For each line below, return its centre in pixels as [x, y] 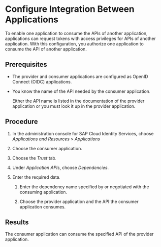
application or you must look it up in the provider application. [74, 106]
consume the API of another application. [46, 49]
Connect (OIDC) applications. [42, 82]
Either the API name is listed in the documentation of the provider [78, 101]
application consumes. [43, 206]
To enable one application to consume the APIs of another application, [76, 33]
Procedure [22, 122]
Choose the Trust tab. [34, 158]
